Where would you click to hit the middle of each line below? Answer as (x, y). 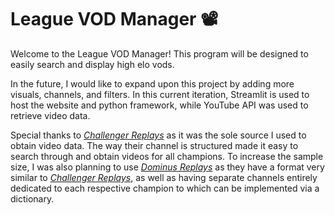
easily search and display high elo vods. (92, 64)
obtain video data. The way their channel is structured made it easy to (154, 145)
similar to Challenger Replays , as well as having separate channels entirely (164, 177)
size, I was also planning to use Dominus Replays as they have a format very (167, 167)
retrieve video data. (50, 115)
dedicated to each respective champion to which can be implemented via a (165, 188)
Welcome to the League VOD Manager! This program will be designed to (159, 53)
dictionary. (32, 198)
